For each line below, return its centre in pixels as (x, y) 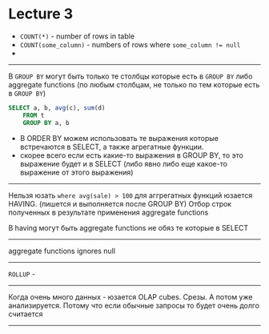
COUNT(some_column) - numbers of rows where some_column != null (130, 44)
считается (26, 314)
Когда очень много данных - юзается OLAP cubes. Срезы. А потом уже (130, 296)
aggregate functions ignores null (62, 251)
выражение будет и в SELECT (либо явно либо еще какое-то (124, 163)
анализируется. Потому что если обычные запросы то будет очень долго (134, 305)
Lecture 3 (41, 14)
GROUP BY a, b (46, 123)
